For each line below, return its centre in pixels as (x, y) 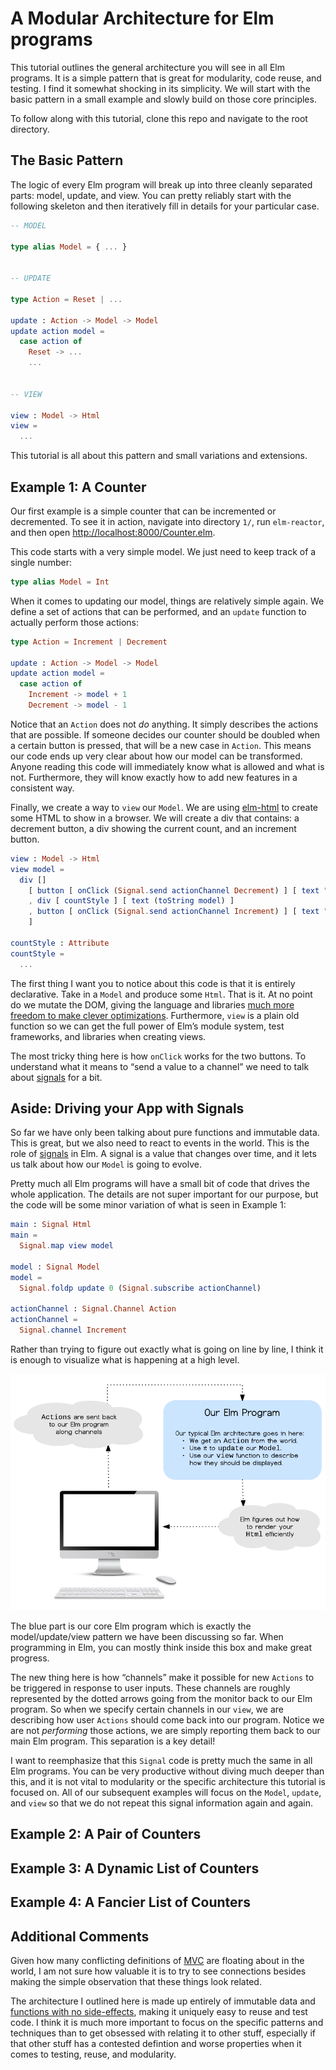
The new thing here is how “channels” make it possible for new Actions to (162, 1677)
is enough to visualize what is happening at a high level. (125, 1360)
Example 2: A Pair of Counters (106, 1834)
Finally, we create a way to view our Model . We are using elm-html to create (164, 807)
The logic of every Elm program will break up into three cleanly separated (161, 184)
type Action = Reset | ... (66, 299)
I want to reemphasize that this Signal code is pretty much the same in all (161, 1760)
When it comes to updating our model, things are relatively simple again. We (167, 601)
